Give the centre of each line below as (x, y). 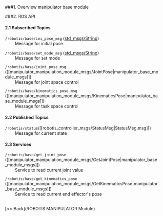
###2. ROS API (20, 16)
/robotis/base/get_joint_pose (36, 155)
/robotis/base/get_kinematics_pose (41, 179)
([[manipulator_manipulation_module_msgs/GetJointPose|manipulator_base (81, 160)
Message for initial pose (39, 44)
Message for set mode (37, 58)
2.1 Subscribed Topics (28, 27)
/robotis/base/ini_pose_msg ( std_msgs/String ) (52, 38)
